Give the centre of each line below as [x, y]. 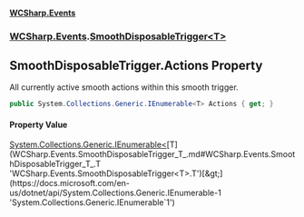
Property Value [39, 124]
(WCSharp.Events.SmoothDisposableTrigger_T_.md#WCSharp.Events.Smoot [152, 154]
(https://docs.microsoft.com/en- [69, 183]
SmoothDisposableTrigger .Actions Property [136, 65]
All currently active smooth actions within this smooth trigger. [124, 87]
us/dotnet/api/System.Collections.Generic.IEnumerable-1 [116, 193]
